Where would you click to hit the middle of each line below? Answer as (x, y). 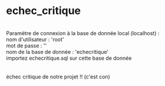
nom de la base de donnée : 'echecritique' (57, 51)
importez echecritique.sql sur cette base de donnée (69, 58)
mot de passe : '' (27, 46)
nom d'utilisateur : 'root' (35, 39)
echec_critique (44, 11)
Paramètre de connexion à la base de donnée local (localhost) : (83, 33)
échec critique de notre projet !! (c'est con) (58, 77)
